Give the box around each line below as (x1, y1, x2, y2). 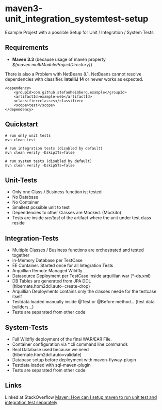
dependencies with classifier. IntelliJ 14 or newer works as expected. (5, 76, 144, 82)
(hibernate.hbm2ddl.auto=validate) (12, 352, 81, 357)
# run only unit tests (5, 133, 51, 138)
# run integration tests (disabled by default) (5, 146, 103, 151)
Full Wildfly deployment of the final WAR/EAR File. (12, 336, 112, 342)
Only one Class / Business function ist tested (12, 189, 102, 195)
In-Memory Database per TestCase (12, 258, 83, 263)
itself (12, 294, 22, 299)
